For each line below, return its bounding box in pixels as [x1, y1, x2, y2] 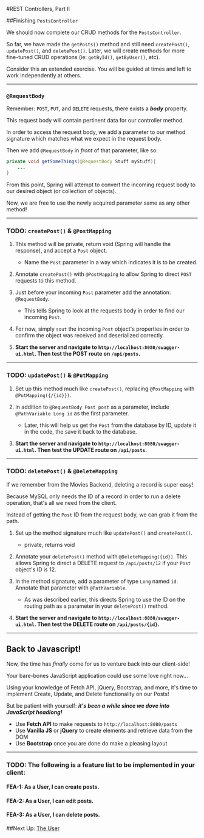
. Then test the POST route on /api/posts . [34, 350, 141, 357]
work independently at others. [6, 72, 82, 79]
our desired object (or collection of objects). [6, 187, 117, 194]
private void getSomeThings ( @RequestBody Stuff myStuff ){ [6, 158, 156, 165]
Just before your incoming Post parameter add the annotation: [15, 289, 171, 296]
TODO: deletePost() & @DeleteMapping [6, 467, 118, 476]
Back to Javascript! [6, 644, 81, 654]
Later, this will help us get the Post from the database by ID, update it [24, 421, 197, 429]
